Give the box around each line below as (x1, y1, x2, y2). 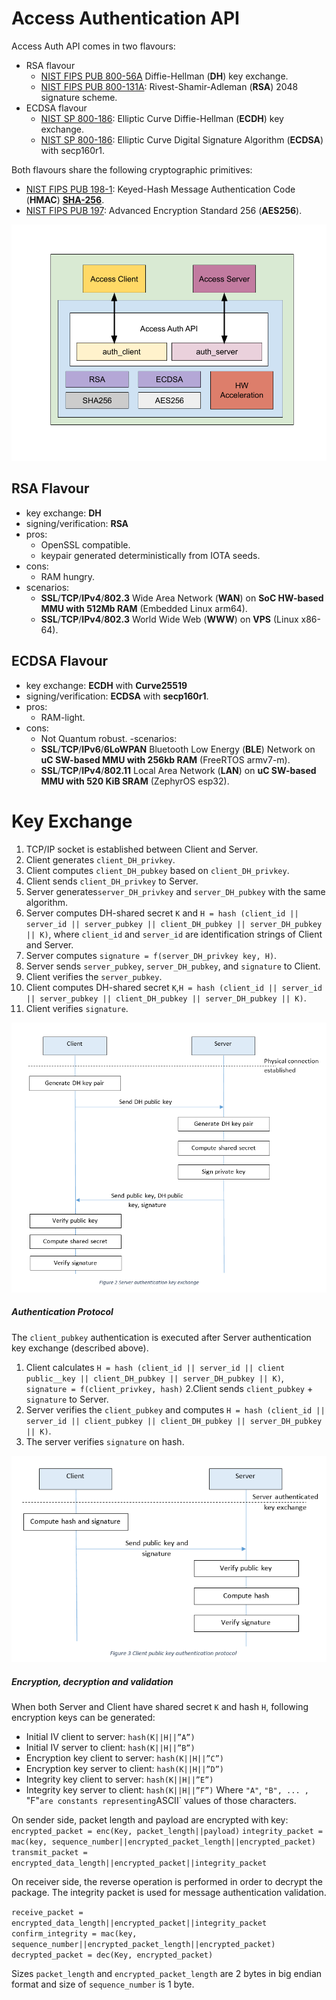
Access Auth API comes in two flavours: (11, 40, 176, 52)
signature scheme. (40, 91, 118, 103)
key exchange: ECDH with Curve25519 (25, 679, 188, 691)
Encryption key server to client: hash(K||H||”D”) (25, 1763, 224, 1775)
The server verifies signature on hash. (25, 1435, 185, 1447)
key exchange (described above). (11, 1342, 149, 1354)
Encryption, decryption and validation (11, 1675, 174, 1687)
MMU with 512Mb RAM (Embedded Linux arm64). (40, 602, 248, 614)
